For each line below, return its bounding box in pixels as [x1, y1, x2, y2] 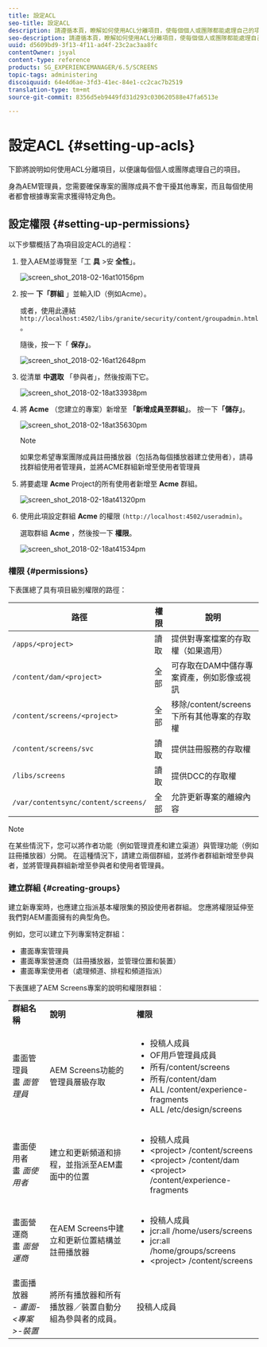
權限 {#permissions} [8, 565, 89, 576]
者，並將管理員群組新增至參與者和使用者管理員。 [8, 861, 168, 870]
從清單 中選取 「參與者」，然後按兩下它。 [19, 372, 153, 381]
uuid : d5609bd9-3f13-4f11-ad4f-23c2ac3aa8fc [8, 41, 158, 49]
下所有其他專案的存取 [170, 711, 251, 722]
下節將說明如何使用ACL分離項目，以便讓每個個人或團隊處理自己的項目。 [8, 165, 245, 174]
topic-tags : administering [8, 71, 98, 79]
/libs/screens [12, 771, 66, 780]
